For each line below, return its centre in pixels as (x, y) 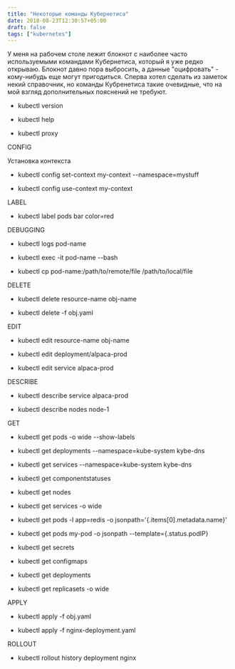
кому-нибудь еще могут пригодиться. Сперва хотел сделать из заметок (117, 77)
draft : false (27, 27)
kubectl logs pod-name (52, 244)
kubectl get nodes (44, 492)
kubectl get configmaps (52, 561)
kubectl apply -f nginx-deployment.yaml (77, 631)
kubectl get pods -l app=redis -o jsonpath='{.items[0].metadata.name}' (122, 520)
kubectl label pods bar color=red (66, 216)
